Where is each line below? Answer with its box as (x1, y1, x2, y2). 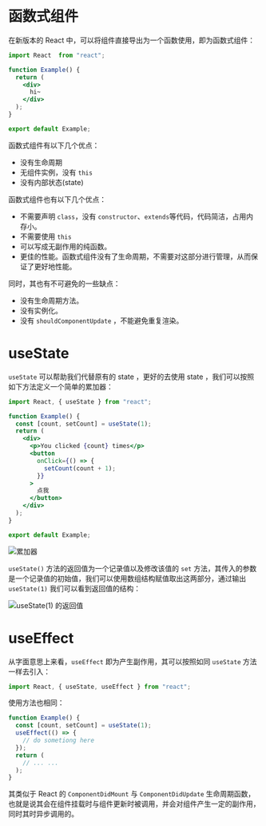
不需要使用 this (19, 232, 72, 241)
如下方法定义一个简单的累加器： (8, 381, 113, 391)
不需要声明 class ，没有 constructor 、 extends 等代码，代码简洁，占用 (19, 212, 247, 221)
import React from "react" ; (8, 51, 105, 59)
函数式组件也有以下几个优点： (8, 194, 106, 204)
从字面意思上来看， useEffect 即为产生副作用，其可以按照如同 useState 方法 (8, 656, 257, 666)
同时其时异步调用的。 (8, 809, 78, 819)
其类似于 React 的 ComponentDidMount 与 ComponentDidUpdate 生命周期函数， (8, 789, 256, 799)
